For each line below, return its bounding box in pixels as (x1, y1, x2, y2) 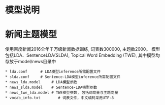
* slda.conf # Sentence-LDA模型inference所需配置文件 (5, 74, 121, 79)
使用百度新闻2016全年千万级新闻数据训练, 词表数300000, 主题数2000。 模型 (5, 46, 161, 52)
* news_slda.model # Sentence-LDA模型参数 (5, 85, 98, 90)
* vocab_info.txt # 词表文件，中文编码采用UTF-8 (5, 96, 114, 101)
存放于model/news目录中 (5, 59, 56, 65)
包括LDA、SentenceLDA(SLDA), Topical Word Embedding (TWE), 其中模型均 (5, 52, 160, 58)
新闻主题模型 (5, 29, 58, 40)
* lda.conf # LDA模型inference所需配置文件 (5, 70, 101, 74)
